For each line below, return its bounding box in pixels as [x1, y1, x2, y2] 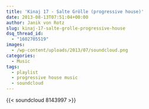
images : [6, 42, 25, 48]
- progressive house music [11, 75, 78, 81]
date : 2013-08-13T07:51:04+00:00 [6, 14, 89, 20]
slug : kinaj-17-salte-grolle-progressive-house [6, 25, 126, 31]
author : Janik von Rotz [6, 20, 65, 25]
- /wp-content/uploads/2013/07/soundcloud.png [11, 47, 128, 53]
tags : [6, 63, 20, 70]
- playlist [11, 69, 38, 75]
